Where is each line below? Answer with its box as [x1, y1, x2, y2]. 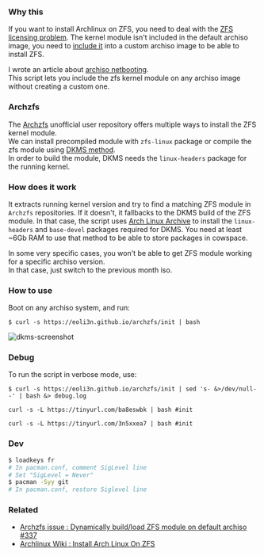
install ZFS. [8, 50, 45, 59]
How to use [8, 284, 53, 295]
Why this [8, 6, 44, 17]
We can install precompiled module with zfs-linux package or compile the [8, 136, 252, 146]
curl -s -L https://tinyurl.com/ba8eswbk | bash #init [8, 406, 193, 414]
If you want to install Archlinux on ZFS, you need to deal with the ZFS [8, 25, 234, 34]
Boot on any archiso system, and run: [8, 303, 131, 313]
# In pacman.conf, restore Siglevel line [8, 486, 147, 493]
